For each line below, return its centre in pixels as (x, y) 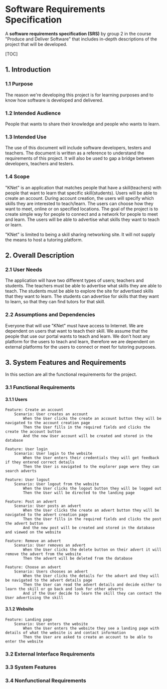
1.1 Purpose (19, 84)
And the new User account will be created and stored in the (88, 436)
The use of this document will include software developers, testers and (78, 148)
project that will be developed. (36, 44)
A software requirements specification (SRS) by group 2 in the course (78, 33)
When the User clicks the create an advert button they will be (91, 511)
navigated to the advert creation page (47, 515)
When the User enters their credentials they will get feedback (91, 458)
